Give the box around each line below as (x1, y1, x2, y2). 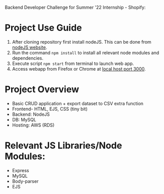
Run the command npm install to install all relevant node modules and (12, 49, 159, 55)
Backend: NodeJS (12, 111, 50, 117)
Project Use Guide (5, 22, 82, 34)
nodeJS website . (12, 44, 48, 50)
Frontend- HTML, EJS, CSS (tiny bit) (12, 106, 88, 112)
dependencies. (12, 55, 44, 61)
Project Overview (5, 84, 79, 95)
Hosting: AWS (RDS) (12, 122, 55, 128)
